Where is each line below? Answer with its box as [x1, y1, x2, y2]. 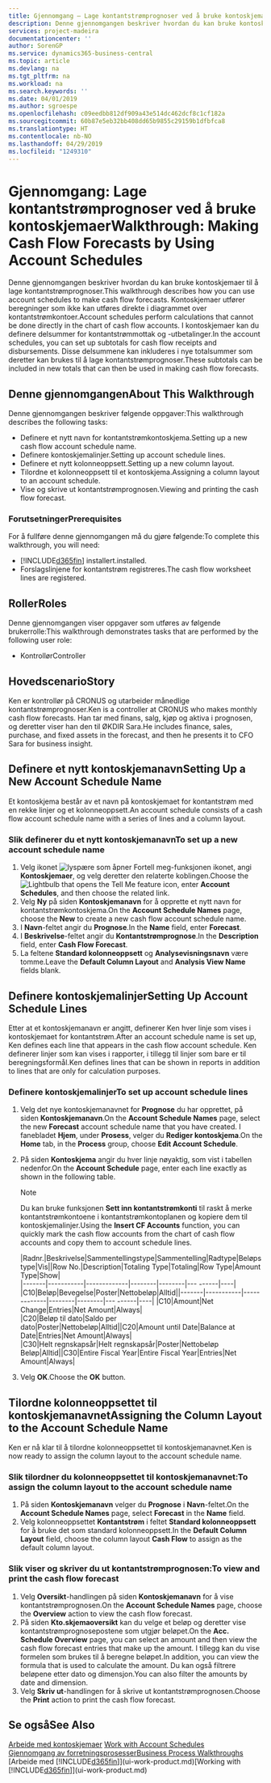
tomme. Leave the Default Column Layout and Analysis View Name [19, 957, 246, 967]
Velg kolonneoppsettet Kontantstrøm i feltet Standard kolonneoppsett [19, 1517, 256, 1526]
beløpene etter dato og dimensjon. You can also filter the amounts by [19, 1669, 248, 1679]
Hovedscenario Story [8, 674, 115, 688]
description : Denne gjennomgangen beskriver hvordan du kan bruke [8, 19, 236, 28]
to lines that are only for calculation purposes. [8, 1066, 161, 1076]
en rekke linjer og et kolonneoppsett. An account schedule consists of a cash [8, 804, 263, 814]
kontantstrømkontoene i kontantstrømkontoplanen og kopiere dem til [19, 1212, 248, 1222]
